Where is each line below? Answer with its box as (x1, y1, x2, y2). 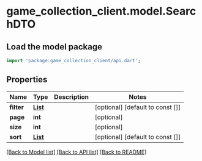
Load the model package (6, 41, 103, 52)
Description (54, 93, 89, 101)
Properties (6, 74, 48, 85)
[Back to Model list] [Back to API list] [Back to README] (6, 148, 147, 156)
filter (9, 102, 24, 111)
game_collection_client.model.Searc (6, 4, 196, 18)
